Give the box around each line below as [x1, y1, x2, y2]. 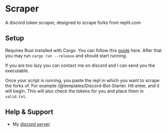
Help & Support [5, 108, 54, 116]
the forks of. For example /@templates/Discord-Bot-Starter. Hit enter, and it [5, 82, 160, 88]
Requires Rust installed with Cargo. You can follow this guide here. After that [5, 47, 162, 53]
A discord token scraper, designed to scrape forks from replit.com [5, 19, 141, 25]
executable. [5, 67, 29, 73]
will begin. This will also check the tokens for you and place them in [5, 88, 144, 94]
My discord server [12, 121, 50, 127]
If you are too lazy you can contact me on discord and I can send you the [5, 62, 156, 68]
